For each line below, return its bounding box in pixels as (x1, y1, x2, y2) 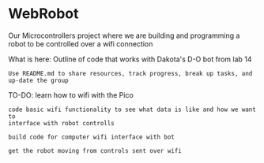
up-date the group (8, 76, 69, 84)
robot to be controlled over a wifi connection (8, 39, 153, 48)
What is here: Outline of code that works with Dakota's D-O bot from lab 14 (8, 54, 252, 64)
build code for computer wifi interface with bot (8, 133, 175, 141)
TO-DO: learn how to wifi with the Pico (8, 90, 134, 99)
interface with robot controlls (8, 119, 115, 127)
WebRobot (8, 5, 79, 23)
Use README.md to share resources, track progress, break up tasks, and (8, 69, 253, 77)
